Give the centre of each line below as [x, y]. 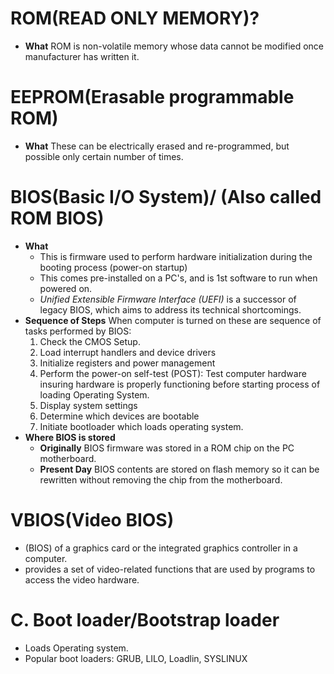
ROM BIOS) [57, 218]
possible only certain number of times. [104, 156]
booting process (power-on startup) [113, 267]
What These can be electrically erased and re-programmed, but [157, 146]
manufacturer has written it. [82, 56]
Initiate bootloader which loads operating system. [141, 426]
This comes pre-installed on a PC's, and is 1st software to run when [178, 278]
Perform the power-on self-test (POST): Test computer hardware [173, 373]
